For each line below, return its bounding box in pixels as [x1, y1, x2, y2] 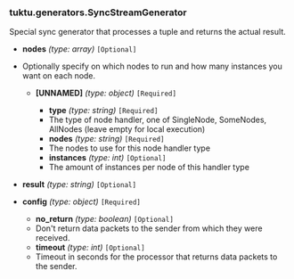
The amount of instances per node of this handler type [48, 162, 249, 173]
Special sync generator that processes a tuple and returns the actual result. [9, 27, 287, 37]
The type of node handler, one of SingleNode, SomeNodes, [48, 114, 267, 126]
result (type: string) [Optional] [21, 179, 136, 190]
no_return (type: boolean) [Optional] [35, 214, 174, 225]
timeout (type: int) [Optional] [35, 242, 145, 253]
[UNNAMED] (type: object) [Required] [35, 87, 176, 99]
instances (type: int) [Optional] [48, 152, 167, 163]
